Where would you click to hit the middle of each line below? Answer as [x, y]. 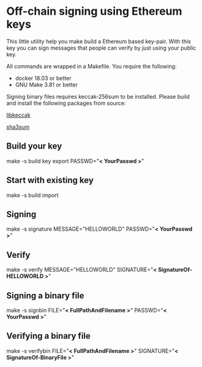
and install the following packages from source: [66, 103]
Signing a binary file [45, 296]
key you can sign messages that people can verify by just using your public [101, 48]
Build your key [34, 146]
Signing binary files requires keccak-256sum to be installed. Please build [98, 96]
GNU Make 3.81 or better [47, 85]
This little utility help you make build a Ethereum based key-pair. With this [99, 41]
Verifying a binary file [48, 336]
